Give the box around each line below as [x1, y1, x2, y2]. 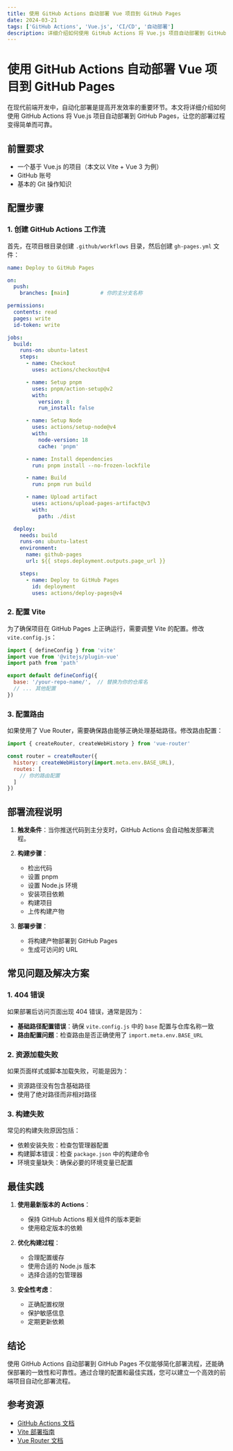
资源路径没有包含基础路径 [17, 1082, 91, 1090]
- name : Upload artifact [25, 493, 98, 500]
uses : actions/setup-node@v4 [32, 424, 116, 431]
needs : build [19, 532, 58, 538]
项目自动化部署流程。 [12, 1377, 74, 1385]
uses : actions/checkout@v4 [32, 366, 110, 373]
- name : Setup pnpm [25, 379, 82, 386]
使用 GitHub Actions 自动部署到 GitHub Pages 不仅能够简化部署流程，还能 [7, 1359, 218, 1368]
